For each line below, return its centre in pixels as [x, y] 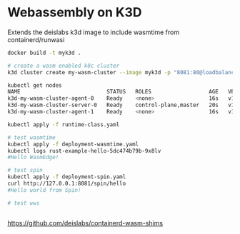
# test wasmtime [31, 137]
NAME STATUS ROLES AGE [113, 92]
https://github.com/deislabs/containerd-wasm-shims [85, 223]
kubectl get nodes [35, 85]
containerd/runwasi [36, 39]
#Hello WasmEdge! [33, 158]
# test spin [25, 171]
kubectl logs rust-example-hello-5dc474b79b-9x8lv [84, 151]
